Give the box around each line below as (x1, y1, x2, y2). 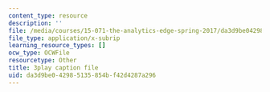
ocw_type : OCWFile (8, 49, 70, 57)
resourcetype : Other (8, 57, 78, 65)
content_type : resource (8, 11, 88, 20)
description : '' (8, 19, 63, 27)
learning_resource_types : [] (8, 42, 106, 50)
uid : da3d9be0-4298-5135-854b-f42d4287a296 (8, 71, 157, 79)
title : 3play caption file (8, 64, 99, 72)
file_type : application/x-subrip (8, 34, 121, 42)
